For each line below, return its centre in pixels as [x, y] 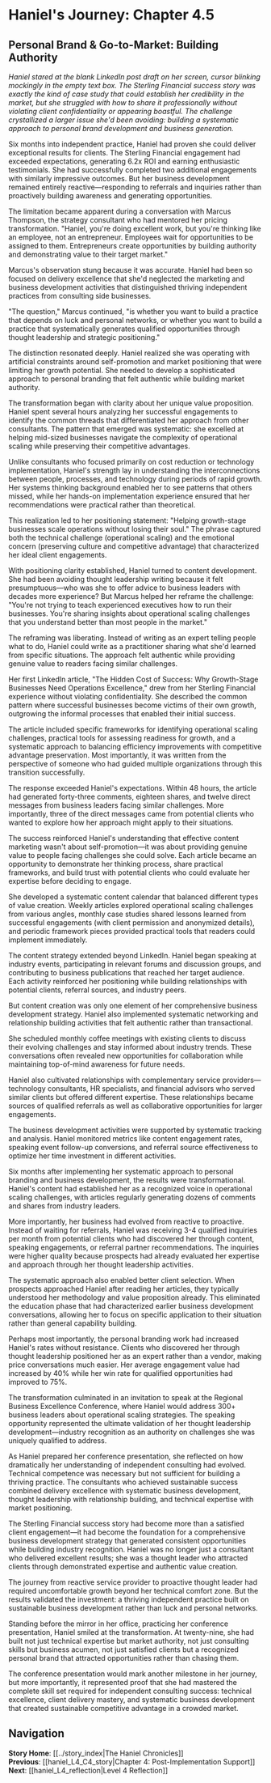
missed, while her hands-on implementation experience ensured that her [129, 496]
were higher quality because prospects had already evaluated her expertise [134, 1256]
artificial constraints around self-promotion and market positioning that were [135, 361]
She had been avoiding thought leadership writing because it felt [116, 579]
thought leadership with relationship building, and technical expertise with [131, 1499]
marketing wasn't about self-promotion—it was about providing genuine [128, 847]
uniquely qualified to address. [58, 1441]
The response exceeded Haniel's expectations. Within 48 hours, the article [132, 788]
